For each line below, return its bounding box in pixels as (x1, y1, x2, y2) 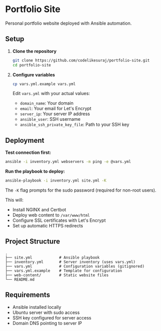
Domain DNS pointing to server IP (12, 320, 82, 326)
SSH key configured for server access (12, 314, 92, 320)
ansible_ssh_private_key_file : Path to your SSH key (20, 122, 129, 128)
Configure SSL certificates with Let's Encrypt (12, 217, 106, 223)
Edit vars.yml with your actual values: (12, 91, 90, 97)
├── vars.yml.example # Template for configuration (5, 268, 122, 273)
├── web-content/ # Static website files (5, 273, 109, 278)
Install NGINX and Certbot (12, 206, 66, 212)
